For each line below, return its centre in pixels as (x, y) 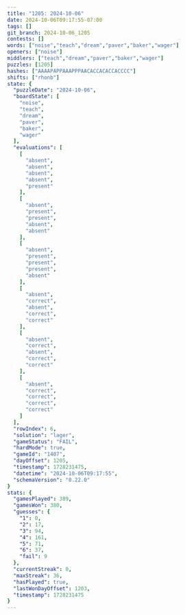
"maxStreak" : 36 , (38, 575)
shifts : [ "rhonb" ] (33, 77)
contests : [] (26, 39)
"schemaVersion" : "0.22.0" (52, 480)
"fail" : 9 (34, 557)
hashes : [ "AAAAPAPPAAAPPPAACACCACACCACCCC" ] (72, 71)
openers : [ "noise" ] (35, 52)
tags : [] (20, 26)
